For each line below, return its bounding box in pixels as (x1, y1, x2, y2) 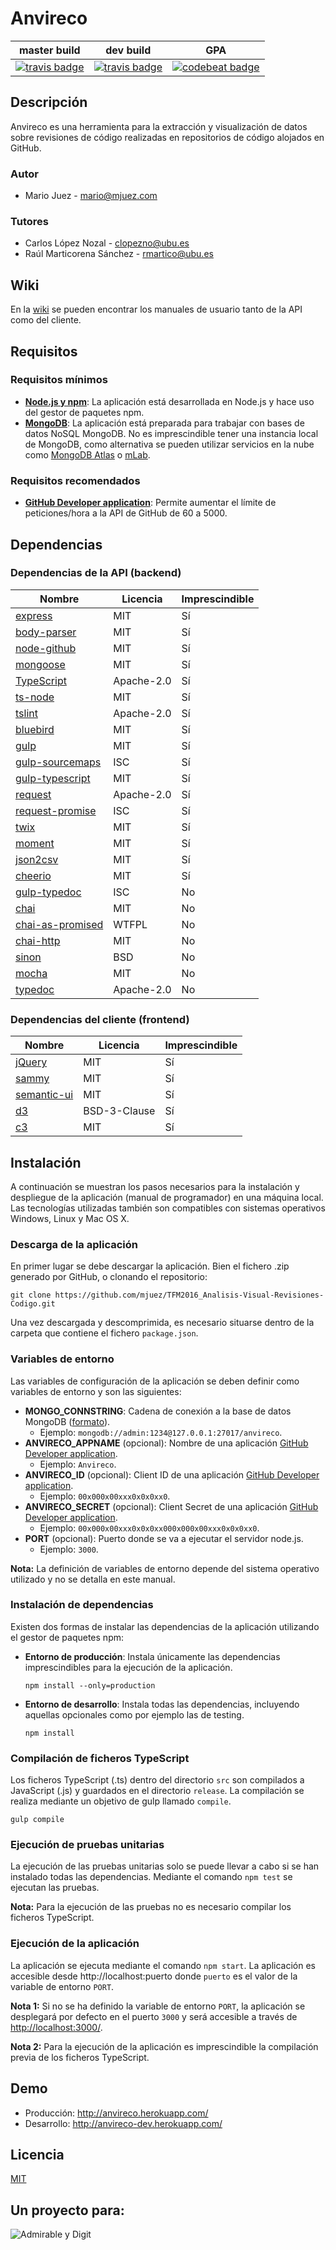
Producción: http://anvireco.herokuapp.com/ (24, 2107, 209, 2119)
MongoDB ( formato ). (24, 1415, 111, 1427)
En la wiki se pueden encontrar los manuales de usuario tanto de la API (10, 303, 303, 316)
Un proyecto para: (10, 2202, 125, 2219)
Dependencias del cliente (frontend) (10, 1012, 190, 1026)
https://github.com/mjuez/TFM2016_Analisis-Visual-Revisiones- (54, 1290, 325, 1301)
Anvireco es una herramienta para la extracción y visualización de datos (10, 120, 308, 132)
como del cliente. (10, 314, 82, 326)
